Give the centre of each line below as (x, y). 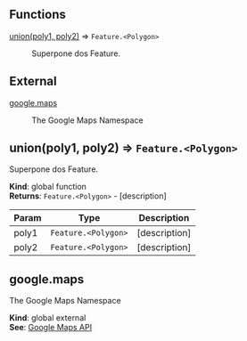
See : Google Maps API (50, 328)
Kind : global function (48, 187)
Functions (38, 15)
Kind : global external (48, 318)
